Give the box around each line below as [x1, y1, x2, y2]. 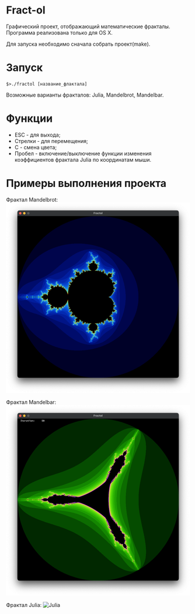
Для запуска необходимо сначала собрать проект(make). [6, 40, 151, 47]
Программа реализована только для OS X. [6, 29, 113, 36]
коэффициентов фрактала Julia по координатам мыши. [14, 156, 152, 163]
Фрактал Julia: [6, 602, 42, 609]
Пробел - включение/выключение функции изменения [14, 150, 152, 157]
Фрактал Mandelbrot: [6, 196, 58, 203]
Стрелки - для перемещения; [14, 137, 89, 144]
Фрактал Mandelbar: [6, 399, 57, 406]
